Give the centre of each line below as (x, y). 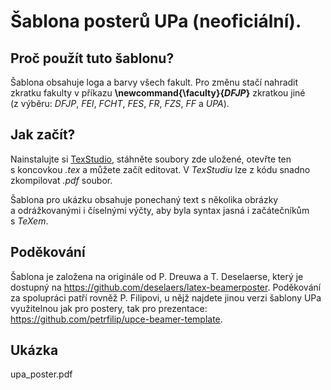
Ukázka (34, 350)
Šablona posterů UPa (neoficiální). (156, 21)
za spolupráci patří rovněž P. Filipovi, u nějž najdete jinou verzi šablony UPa (166, 297)
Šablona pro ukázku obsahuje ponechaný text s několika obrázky (144, 199)
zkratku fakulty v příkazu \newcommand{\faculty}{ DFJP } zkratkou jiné (158, 93)
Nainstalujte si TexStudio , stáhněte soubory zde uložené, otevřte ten (151, 159)
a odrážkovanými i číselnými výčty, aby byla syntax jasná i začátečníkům (160, 210)
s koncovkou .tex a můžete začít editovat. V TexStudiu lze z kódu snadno (160, 169)
